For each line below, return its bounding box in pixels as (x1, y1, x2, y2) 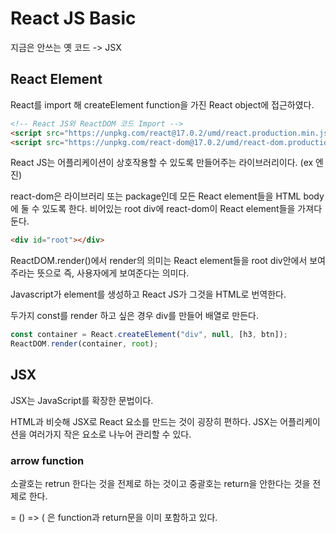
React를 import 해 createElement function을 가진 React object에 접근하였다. (10, 98, 315, 111)
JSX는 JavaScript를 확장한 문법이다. (10, 394, 154, 406)
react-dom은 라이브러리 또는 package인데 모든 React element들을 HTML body (10, 190, 325, 202)
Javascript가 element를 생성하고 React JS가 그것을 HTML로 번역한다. (10, 288, 287, 301)
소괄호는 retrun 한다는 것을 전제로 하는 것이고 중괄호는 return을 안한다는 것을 (10, 478, 311, 490)
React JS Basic (10, 7, 137, 30)
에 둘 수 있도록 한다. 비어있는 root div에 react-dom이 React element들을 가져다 (10, 203, 323, 215)
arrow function (10, 453, 85, 467)
